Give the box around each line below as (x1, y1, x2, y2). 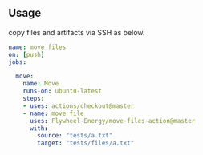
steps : (22, 95, 45, 103)
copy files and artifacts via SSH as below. (8, 27, 145, 37)
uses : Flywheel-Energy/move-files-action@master (29, 117, 196, 125)
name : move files (8, 43, 67, 51)
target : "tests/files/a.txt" (37, 139, 135, 147)
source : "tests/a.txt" (37, 132, 113, 140)
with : (29, 124, 48, 133)
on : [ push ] (8, 50, 45, 58)
